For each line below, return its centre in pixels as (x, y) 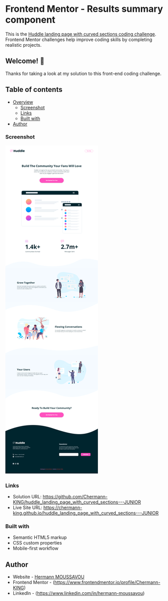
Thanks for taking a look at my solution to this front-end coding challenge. (83, 73)
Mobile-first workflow (36, 548)
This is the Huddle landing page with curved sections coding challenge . (81, 34)
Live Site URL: (27, 508)
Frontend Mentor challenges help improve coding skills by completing (79, 40)
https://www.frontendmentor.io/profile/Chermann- (107, 583)
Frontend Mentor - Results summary (84, 9)
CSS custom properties (37, 543)
